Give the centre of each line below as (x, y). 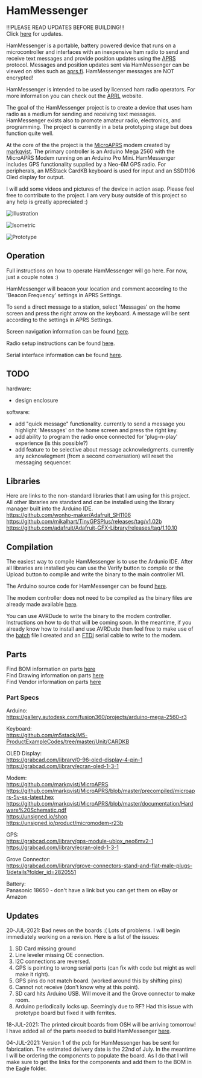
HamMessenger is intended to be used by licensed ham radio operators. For (101, 89)
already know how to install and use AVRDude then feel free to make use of (100, 629)
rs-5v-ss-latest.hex (30, 797)
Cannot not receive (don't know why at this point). (77, 987)
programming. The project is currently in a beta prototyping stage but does (99, 127)
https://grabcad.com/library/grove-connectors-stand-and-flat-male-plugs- (99, 866)
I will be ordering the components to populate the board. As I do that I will (97, 1056)
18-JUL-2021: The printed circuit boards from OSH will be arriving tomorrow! (101, 1025)
